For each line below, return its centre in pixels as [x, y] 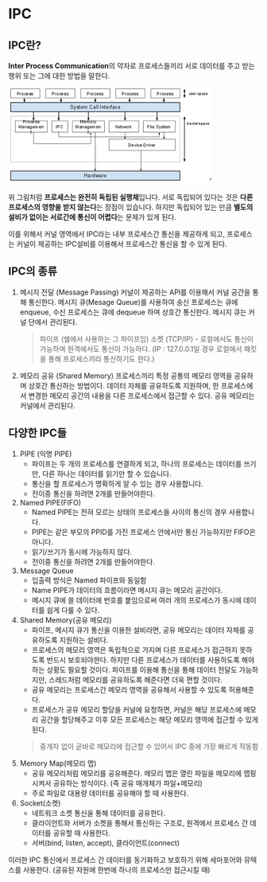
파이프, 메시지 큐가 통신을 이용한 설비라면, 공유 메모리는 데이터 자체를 [139, 630]
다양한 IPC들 [38, 433]
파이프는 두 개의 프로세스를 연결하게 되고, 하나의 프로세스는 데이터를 [137, 463]
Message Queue [46, 571]
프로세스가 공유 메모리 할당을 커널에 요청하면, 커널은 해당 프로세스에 [137, 709]
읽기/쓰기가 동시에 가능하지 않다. [82, 552]
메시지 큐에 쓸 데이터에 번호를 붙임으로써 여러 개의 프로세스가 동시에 [137, 600]
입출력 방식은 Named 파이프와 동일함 [89, 580]
